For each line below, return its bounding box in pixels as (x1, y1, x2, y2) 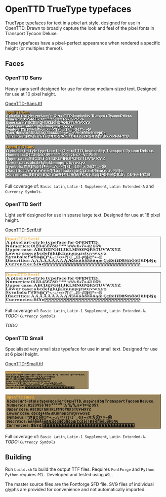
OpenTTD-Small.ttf (5, 361, 43, 367)
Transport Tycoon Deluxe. (5, 30, 58, 36)
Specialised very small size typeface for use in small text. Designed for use (5, 346, 158, 352)
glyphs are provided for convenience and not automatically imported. (5, 486, 146, 492)
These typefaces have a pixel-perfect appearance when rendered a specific (5, 40, 161, 46)
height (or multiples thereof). (5, 45, 64, 51)
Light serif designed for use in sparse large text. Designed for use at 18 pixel (5, 212, 161, 218)
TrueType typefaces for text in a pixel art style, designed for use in (5, 20, 141, 26)
